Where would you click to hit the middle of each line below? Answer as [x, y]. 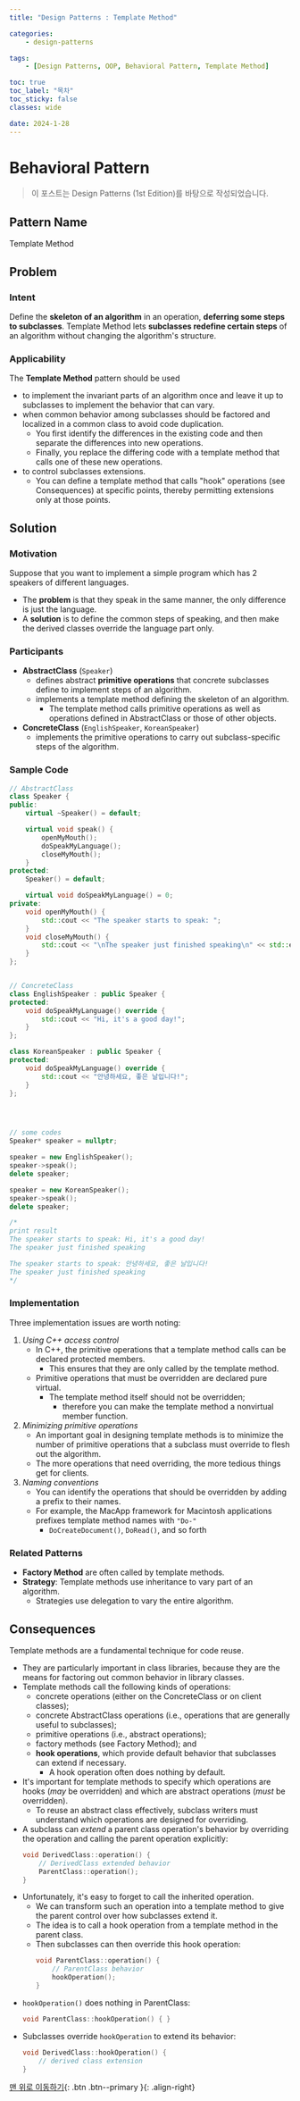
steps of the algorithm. [77, 747]
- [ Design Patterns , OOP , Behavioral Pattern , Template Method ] [147, 67]
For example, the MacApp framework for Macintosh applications [154, 1511]
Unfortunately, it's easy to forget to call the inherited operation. [138, 1897]
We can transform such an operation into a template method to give [160, 1906]
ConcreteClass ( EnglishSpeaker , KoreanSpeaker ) [111, 728]
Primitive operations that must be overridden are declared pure [151, 1377]
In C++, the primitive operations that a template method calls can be [161, 1349]
